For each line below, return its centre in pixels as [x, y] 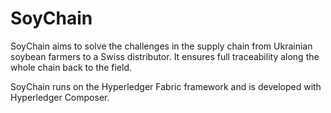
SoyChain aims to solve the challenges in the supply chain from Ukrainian [161, 46]
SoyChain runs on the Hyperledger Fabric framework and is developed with [166, 86]
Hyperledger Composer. [60, 97]
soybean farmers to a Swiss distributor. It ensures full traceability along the [165, 56]
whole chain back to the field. [71, 67]
